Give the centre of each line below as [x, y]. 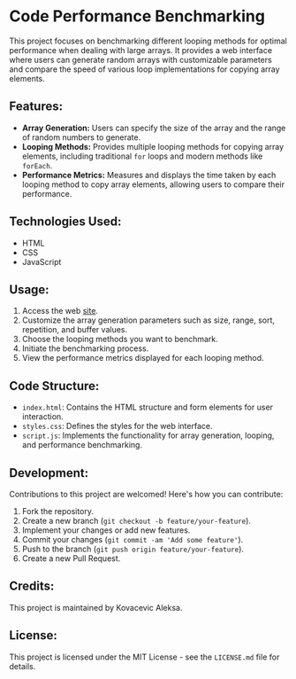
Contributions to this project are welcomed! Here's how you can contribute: [146, 494]
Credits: [32, 586]
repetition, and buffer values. [75, 330]
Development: [49, 473]
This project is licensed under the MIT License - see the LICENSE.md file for [144, 657]
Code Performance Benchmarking [137, 16]
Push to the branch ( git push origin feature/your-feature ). [133, 549]
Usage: [30, 289]
